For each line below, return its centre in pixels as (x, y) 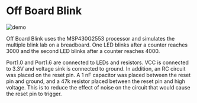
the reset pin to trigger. (34, 94)
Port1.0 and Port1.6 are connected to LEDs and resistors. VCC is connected (98, 62)
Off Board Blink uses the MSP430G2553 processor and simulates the (91, 38)
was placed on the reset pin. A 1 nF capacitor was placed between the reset (98, 75)
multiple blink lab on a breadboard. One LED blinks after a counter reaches (97, 45)
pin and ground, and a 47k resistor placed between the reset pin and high (96, 81)
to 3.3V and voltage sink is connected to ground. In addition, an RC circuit (96, 68)
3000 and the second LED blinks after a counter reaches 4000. (83, 51)
